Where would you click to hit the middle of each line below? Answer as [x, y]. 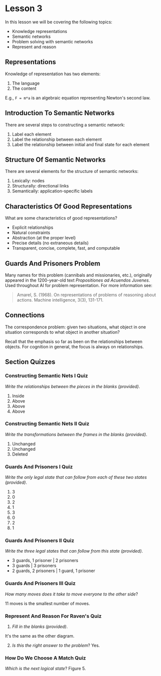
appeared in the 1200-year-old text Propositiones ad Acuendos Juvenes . [78, 280]
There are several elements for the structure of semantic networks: [72, 171]
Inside [18, 396]
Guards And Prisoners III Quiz [40, 583]
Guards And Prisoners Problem [53, 263]
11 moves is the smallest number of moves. [48, 603]
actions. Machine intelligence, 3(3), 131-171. [60, 300]
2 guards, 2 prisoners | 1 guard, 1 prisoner [53, 571]
